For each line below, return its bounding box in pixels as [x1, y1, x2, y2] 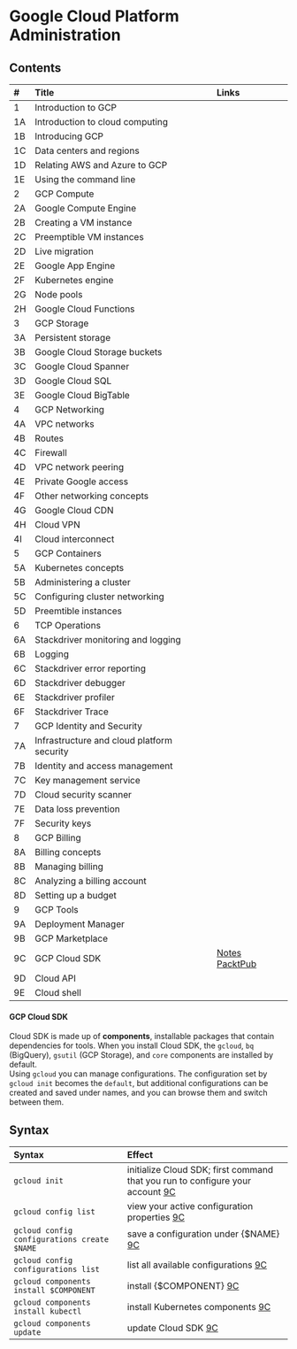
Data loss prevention [34, 803, 121, 815]
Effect [126, 1149, 153, 1161]
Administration [9, 25, 121, 45]
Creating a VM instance [34, 217, 133, 228]
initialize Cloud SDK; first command [126, 1164, 274, 1176]
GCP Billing [34, 832, 81, 844]
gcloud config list [13, 1206, 95, 1217]
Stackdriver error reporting [34, 662, 147, 674]
